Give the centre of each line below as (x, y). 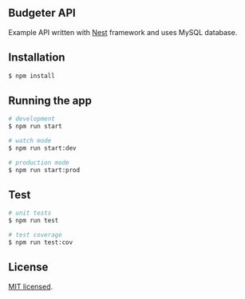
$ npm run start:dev (43, 148)
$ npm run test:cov (41, 242)
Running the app (50, 100)
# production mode (39, 163)
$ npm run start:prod (44, 170)
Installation (37, 58)
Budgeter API (42, 13)
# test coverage (35, 235)
